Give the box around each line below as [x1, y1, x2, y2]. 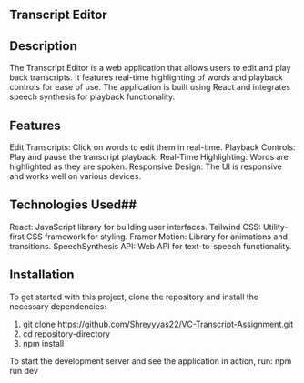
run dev [9, 365, 39, 376]
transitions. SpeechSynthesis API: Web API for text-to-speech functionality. [9, 240, 292, 251]
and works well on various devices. [9, 171, 142, 182]
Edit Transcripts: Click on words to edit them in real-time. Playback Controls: [9, 142, 296, 153]
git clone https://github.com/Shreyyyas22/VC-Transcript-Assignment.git [22, 318, 294, 329]
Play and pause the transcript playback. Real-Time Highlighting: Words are [9, 152, 289, 163]
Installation [9, 267, 75, 283]
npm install [22, 338, 65, 348]
